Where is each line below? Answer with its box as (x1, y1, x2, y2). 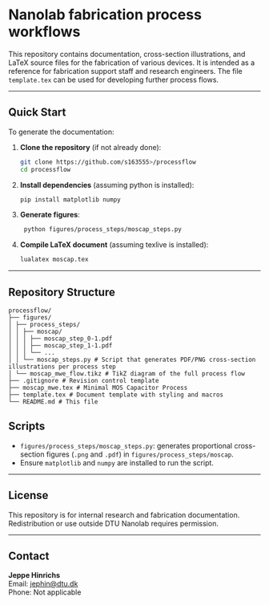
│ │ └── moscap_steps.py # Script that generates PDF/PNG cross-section (8, 355, 256, 363)
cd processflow (19, 165, 71, 173)
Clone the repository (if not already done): (19, 142, 162, 152)
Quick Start (8, 106, 66, 120)
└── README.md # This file (8, 397, 98, 406)
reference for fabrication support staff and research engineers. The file (8, 66, 243, 75)
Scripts (8, 420, 46, 433)
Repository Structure (8, 285, 116, 298)
